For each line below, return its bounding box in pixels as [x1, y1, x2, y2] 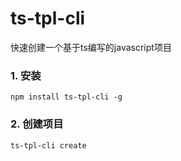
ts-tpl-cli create [10, 140, 87, 151]
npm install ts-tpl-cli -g [10, 92, 123, 102]
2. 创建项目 [10, 117, 64, 131]
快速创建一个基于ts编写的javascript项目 [10, 41, 172, 53]
